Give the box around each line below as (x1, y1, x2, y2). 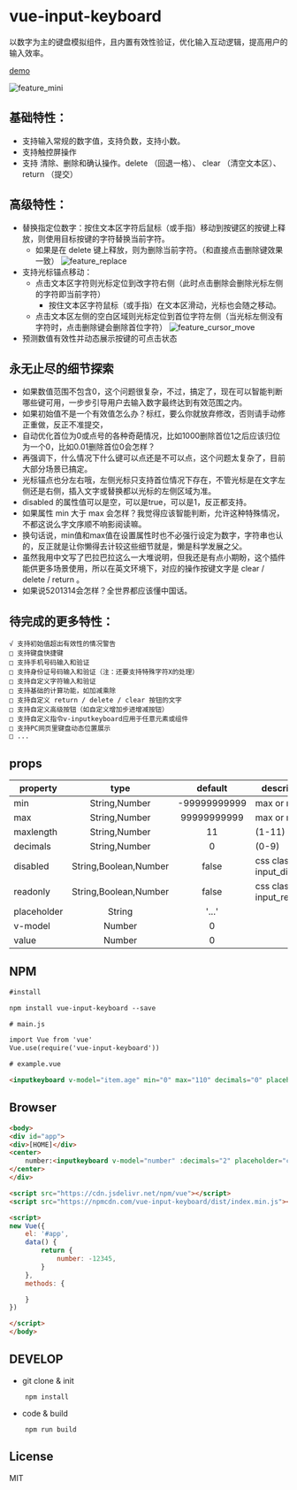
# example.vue (9, 1060, 62, 1069)
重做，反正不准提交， (29, 419, 108, 430)
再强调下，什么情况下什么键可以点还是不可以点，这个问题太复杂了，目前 (21, 453, 286, 464)
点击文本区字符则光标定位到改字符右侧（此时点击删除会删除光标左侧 (34, 277, 284, 288)
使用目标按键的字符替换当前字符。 (45, 233, 170, 244)
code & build (21, 1408, 69, 1418)
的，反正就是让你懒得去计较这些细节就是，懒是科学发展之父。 (21, 541, 247, 552)
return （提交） (21, 168, 78, 179)
